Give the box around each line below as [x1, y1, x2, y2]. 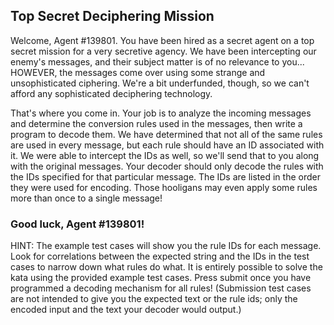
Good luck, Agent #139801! [10, 217, 145, 231]
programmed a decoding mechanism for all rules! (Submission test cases [10, 282, 312, 294]
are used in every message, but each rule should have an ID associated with [10, 139, 325, 151]
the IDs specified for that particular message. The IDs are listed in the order [10, 170, 321, 183]
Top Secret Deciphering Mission [10, 8, 215, 25]
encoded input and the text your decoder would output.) [10, 304, 242, 316]
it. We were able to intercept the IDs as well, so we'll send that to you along [10, 149, 320, 161]
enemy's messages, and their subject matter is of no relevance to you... [10, 55, 305, 68]
